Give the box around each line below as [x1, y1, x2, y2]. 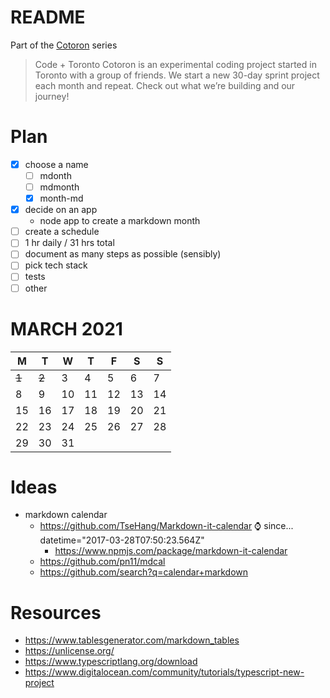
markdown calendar [24, 509, 108, 521]
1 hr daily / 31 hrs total [24, 237, 115, 249]
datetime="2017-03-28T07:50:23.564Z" [39, 534, 205, 546]
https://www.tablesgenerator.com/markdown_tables [24, 634, 240, 646]
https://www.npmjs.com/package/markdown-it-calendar [54, 545, 288, 557]
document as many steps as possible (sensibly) [24, 248, 222, 260]
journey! [34, 90, 70, 102]
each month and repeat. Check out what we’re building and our [34, 79, 296, 91]
